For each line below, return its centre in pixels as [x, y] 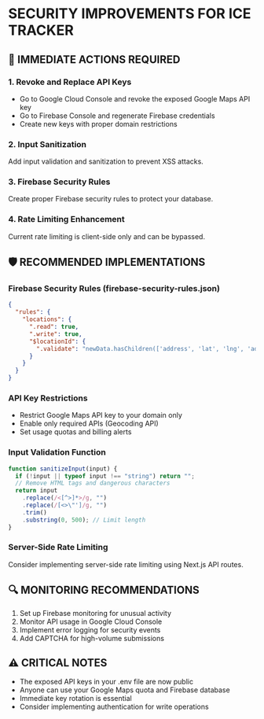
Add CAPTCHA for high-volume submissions [92, 638]
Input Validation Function [57, 452]
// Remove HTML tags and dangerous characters [93, 483]
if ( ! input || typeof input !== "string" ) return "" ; [105, 476]
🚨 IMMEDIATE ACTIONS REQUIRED [94, 59]
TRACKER [41, 30]
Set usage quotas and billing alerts [75, 432]
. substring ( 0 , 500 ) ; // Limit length [84, 520]
